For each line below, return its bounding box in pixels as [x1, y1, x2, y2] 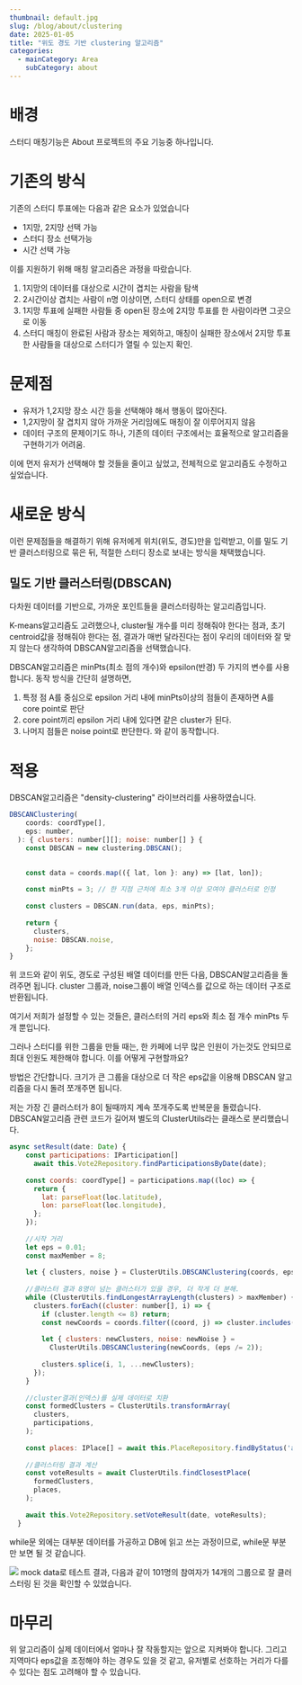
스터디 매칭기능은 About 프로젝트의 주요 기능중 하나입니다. [9, 136, 214, 147]
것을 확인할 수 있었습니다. [42, 1578, 132, 1589]
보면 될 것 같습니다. [18, 1547, 86, 1558]
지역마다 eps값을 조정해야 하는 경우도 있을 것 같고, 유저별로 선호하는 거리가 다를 [9, 1655, 289, 1666]
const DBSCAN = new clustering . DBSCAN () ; [25, 843, 182, 853]
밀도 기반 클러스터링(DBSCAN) [9, 576, 173, 591]
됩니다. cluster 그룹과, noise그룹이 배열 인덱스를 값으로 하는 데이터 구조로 [32, 981, 292, 991]
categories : [9, 47, 54, 56]
